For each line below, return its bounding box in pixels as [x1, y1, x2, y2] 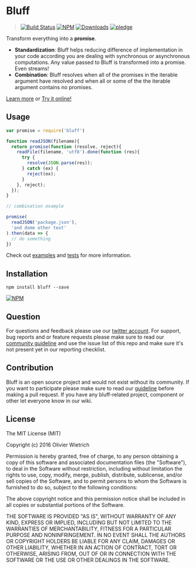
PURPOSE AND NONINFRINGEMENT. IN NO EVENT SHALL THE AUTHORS [6, 531, 186, 538]
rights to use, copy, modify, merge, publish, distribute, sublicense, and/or [6, 471, 183, 478]
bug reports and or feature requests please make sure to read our [6, 333, 164, 340]
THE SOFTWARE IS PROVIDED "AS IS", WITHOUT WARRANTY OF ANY [6, 512, 177, 520]
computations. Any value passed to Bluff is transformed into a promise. [14, 59, 186, 66]
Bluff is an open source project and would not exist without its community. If [6, 378, 190, 386]
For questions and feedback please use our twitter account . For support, [6, 327, 181, 334]
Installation [6, 269, 48, 279]
